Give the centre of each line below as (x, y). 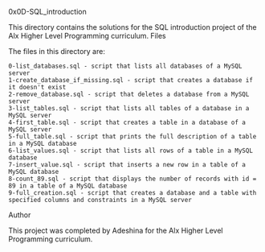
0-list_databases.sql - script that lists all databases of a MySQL (125, 66)
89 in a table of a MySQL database (68, 186)
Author (20, 215)
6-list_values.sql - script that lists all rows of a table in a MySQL (130, 151)
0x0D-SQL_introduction (47, 12)
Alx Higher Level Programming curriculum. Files (87, 36)
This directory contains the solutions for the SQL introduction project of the (132, 27)
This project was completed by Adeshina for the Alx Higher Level (116, 230)
